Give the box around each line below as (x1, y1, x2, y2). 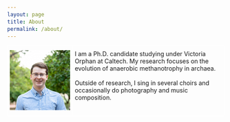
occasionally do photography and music (74, 86, 188, 95)
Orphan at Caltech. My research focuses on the (74, 57, 209, 65)
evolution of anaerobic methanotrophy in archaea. (74, 64, 216, 73)
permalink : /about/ (7, 25, 63, 32)
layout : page (7, 11, 45, 18)
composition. (74, 93, 112, 102)
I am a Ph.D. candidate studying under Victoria (74, 50, 207, 58)
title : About (7, 18, 45, 25)
